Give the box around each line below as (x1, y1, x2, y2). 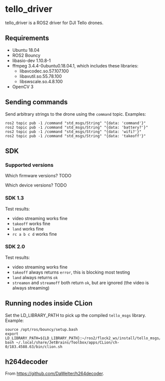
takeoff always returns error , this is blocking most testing (12, 269, 130, 275)
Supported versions (5, 161, 54, 168)
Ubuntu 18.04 (12, 47, 40, 53)
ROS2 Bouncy (12, 52, 41, 58)
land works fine (12, 225, 44, 232)
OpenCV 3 (12, 84, 33, 90)
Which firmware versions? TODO (5, 173, 72, 179)
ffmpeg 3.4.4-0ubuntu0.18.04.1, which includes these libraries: (12, 63, 138, 68)
